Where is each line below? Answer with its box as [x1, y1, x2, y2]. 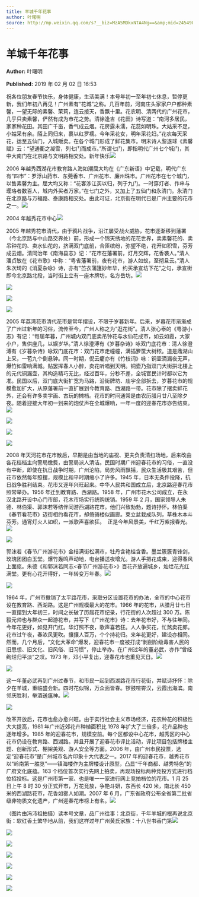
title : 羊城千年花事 [6, 8, 52, 15]
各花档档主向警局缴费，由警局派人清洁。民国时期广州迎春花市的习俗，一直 [6, 459, 188, 466]
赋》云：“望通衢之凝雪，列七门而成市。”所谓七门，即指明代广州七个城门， [6, 145, 185, 152]
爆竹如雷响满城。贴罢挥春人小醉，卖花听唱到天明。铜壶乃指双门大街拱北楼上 [6, 363, 193, 370]
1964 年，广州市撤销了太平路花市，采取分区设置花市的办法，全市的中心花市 [6, 594, 191, 601]
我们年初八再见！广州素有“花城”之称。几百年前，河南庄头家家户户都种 [16, 100, 188, 107]
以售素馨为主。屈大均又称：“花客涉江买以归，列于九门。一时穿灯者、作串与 [6, 180, 191, 187]
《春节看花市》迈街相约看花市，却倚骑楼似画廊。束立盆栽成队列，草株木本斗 [6, 511, 193, 518]
